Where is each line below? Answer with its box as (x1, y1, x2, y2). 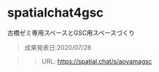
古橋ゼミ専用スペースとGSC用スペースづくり (7, 28, 135, 37)
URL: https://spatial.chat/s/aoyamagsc (41, 57, 152, 65)
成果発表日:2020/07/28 (24, 43, 92, 51)
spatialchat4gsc (7, 5, 104, 21)
